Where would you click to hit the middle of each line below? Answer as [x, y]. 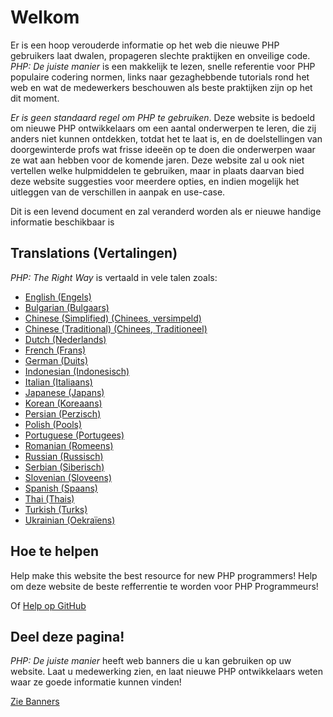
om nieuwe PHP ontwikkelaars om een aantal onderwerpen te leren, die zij [163, 128]
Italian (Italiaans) [58, 382]
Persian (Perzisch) [63, 413]
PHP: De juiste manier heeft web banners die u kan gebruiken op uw [151, 661]
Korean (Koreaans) [63, 403]
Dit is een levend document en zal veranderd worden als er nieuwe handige [166, 211]
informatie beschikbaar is [62, 222]
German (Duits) [56, 360]
